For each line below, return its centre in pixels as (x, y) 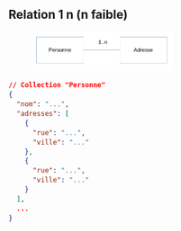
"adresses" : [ (43, 114)
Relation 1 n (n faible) (68, 15)
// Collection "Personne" (57, 85)
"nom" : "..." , (43, 104)
